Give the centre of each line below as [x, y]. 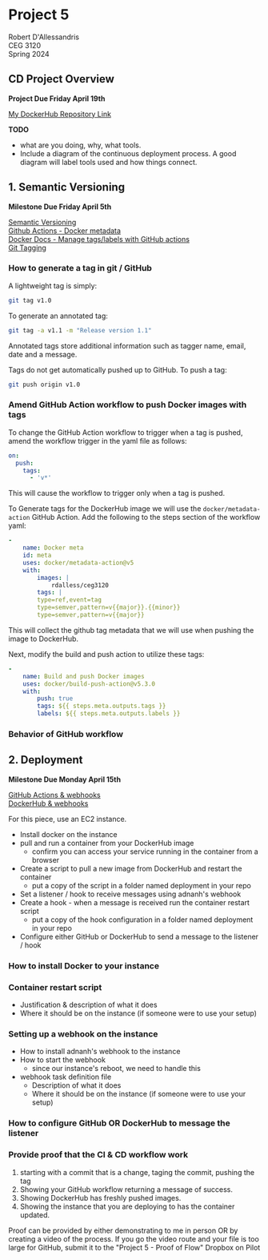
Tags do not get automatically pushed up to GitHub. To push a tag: [118, 369]
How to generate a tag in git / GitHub [80, 268]
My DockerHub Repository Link [60, 114]
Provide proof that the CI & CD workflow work [98, 1155]
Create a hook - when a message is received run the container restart [135, 902]
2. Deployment [46, 760]
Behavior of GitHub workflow [66, 734]
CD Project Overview [61, 79]
